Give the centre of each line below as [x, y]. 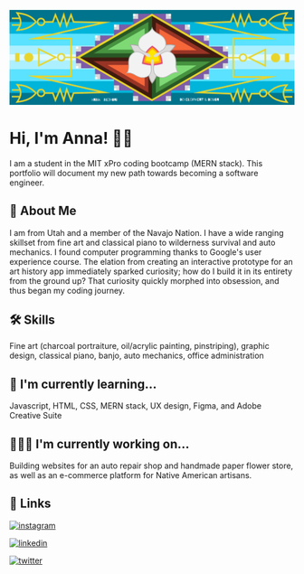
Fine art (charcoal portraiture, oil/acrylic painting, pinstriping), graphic [139, 346]
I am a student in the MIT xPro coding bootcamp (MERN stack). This [136, 163]
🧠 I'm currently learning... [83, 384]
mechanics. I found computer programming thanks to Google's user [136, 252]
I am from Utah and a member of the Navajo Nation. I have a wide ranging [147, 232]
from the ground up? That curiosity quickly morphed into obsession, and [144, 280]
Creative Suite [36, 416]
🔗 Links [30, 504]
